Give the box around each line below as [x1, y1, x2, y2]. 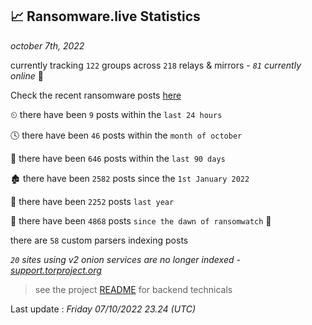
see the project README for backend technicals [34, 283, 233, 295]
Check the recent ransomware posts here [10, 89, 182, 101]
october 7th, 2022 [10, 39, 85, 52]
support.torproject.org [10, 264, 102, 276]
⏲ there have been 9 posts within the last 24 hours [10, 108, 223, 120]
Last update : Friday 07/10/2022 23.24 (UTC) [10, 303, 197, 315]
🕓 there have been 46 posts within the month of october [10, 129, 243, 141]
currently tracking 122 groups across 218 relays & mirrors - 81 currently [10, 59, 302, 71]
